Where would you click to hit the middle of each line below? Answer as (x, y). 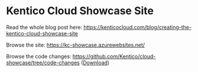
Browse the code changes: (39, 56)
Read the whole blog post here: (44, 27)
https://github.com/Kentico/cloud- (114, 56)
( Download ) (95, 63)
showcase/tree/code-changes (43, 63)
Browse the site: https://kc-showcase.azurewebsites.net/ (76, 45)
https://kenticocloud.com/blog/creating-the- (138, 27)
